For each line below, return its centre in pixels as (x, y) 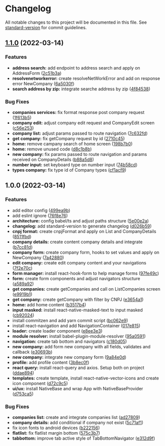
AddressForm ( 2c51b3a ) (37, 73)
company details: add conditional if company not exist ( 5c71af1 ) (78, 422)
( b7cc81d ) (22, 247)
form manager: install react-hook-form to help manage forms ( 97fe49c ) (85, 273)
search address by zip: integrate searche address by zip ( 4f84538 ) (81, 89)
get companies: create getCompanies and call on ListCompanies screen (86, 289)
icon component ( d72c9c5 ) (40, 383)
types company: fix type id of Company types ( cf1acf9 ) (69, 170)
